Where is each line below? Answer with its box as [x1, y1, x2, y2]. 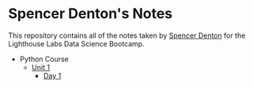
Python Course [19, 54, 69, 64]
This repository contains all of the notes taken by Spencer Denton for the [8, 31, 246, 40]
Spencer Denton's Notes [8, 5, 173, 23]
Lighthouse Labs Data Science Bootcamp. [8, 38, 145, 48]
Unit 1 [31, 62, 50, 71]
